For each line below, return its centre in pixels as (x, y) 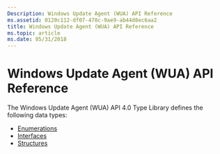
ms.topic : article (34, 33)
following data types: (37, 115)
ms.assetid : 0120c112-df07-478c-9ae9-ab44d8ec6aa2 (82, 20)
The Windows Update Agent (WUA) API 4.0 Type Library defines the (105, 108)
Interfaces (32, 136)
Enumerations (37, 128)
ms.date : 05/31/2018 (37, 40)
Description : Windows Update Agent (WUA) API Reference (90, 14)
